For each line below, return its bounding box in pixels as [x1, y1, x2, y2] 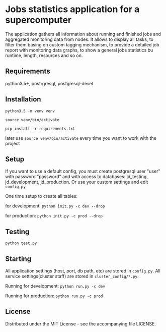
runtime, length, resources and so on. [5, 52, 83, 59]
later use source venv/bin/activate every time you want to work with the [5, 135, 157, 141]
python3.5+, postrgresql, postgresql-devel [5, 80, 93, 86]
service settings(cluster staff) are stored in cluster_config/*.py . [5, 273, 139, 279]
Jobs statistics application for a [5, 4, 140, 15]
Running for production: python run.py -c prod [5, 293, 103, 299]
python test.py [5, 241, 37, 246]
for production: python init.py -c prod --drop [5, 213, 103, 219]
